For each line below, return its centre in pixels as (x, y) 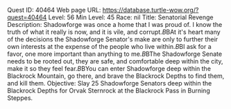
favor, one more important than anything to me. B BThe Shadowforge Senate (115, 54)
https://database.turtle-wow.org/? (151, 10)
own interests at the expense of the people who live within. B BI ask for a (109, 47)
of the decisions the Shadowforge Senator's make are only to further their (113, 39)
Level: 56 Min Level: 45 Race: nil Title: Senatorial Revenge (131, 17)
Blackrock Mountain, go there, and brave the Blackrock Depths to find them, (116, 76)
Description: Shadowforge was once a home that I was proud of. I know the (115, 24)
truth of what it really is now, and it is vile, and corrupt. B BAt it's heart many (114, 32)
